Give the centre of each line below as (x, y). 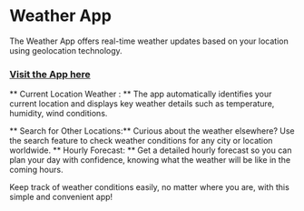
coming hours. (36, 170)
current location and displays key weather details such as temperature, (142, 104)
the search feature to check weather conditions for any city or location (141, 141)
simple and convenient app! (61, 197)
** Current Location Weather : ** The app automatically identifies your (141, 94)
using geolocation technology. (66, 50)
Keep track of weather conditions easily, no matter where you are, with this (150, 187)
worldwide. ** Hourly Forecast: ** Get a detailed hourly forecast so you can (151, 150)
